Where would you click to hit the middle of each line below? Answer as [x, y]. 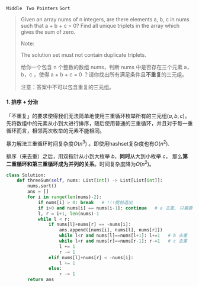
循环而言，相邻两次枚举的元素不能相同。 [55, 131]
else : [55, 269]
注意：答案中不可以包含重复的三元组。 [67, 87]
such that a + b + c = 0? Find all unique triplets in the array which [100, 26]
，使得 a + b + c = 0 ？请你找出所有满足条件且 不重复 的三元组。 [110, 75]
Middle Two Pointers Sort [38, 8]
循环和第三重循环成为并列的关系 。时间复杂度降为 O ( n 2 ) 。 [86, 163]
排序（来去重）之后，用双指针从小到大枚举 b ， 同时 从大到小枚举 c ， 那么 [94, 156]
